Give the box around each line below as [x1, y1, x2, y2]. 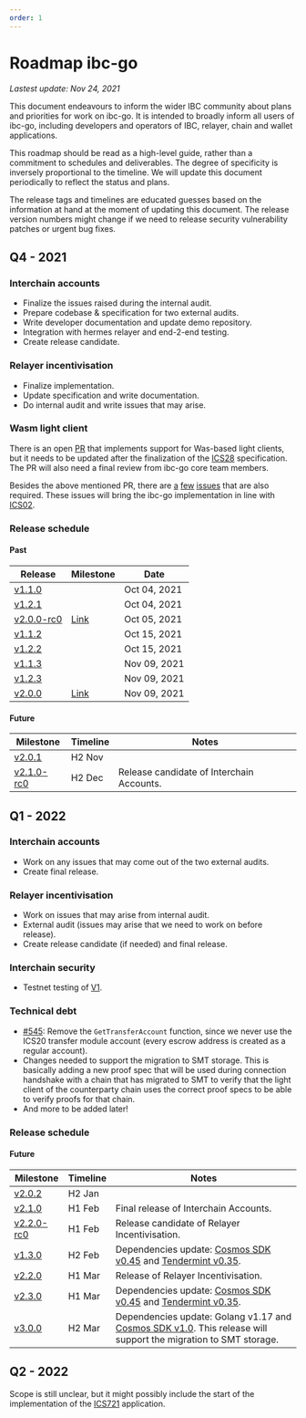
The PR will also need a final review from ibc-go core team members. [9, 462, 269, 473]
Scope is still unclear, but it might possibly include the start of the [9, 1388, 255, 1399]
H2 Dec [70, 772, 104, 785]
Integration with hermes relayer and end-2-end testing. [22, 327, 229, 338]
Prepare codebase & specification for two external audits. [22, 308, 240, 318]
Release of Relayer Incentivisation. [115, 1269, 262, 1282]
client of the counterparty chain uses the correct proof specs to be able [22, 1083, 292, 1095]
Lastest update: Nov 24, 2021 [9, 83, 120, 94]
